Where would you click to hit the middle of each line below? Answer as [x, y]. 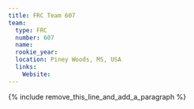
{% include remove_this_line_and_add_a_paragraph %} [97, 96]
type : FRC [31, 30]
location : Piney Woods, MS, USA [69, 60]
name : [24, 45]
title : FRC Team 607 [42, 15]
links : [26, 67]
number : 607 [35, 38]
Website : [37, 74]
